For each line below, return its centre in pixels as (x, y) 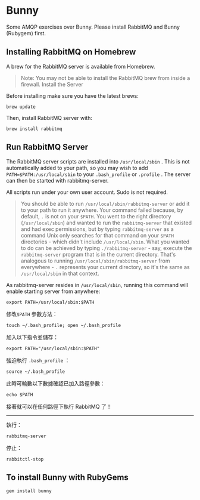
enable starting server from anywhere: (53, 291)
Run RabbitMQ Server (47, 147)
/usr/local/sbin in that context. (60, 273)
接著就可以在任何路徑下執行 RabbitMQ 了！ (59, 406)
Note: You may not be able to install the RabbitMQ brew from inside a (105, 78)
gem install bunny (29, 491)
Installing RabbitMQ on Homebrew (71, 52)
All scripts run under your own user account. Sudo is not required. (87, 192)
